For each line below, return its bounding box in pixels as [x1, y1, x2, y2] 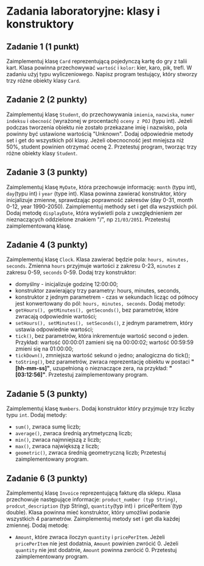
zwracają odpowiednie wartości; [15, 313, 97, 320]
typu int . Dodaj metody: [6, 411, 68, 419]
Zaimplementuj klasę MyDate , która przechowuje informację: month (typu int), [6, 183, 197, 190]
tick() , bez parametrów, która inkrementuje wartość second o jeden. [15, 332, 189, 340]
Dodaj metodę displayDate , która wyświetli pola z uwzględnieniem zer [6, 209, 183, 217]
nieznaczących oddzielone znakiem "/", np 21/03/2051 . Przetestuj [6, 215, 171, 223]
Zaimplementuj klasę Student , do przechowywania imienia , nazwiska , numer [6, 111, 195, 118]
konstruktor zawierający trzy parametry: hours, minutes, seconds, [15, 287, 181, 295]
